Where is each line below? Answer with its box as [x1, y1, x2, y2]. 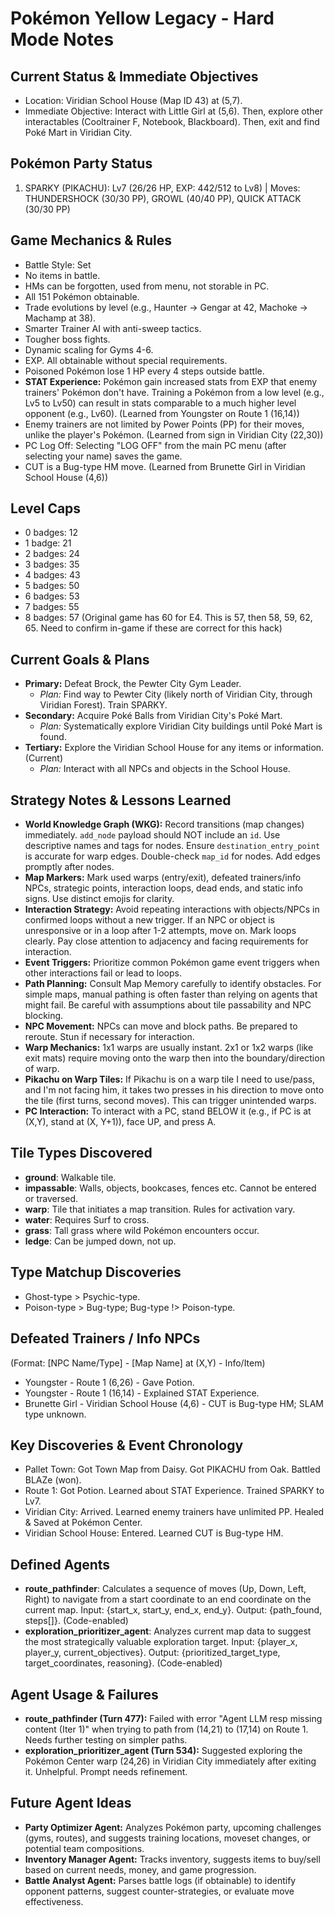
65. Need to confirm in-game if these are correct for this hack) [24, 622, 283, 634]
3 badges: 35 [24, 558, 80, 571]
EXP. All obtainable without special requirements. [24, 354, 228, 366]
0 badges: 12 [24, 527, 79, 539]
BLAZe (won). [24, 1474, 82, 1486]
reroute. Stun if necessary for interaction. [24, 1031, 195, 1043]
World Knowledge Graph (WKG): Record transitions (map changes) [24, 818, 305, 831]
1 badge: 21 [24, 537, 72, 549]
